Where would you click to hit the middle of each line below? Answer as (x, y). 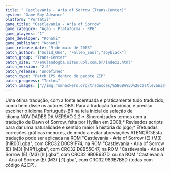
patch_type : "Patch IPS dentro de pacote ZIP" (55, 76)
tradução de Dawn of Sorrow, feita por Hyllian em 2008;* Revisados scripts (84, 122)
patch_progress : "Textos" (33, 81)
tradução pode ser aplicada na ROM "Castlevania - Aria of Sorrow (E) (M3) (83, 138)
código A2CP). (21, 165)
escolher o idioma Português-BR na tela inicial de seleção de (69, 111)
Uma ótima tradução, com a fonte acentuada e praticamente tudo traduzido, (85, 100)
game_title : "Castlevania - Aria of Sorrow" (53, 24)
